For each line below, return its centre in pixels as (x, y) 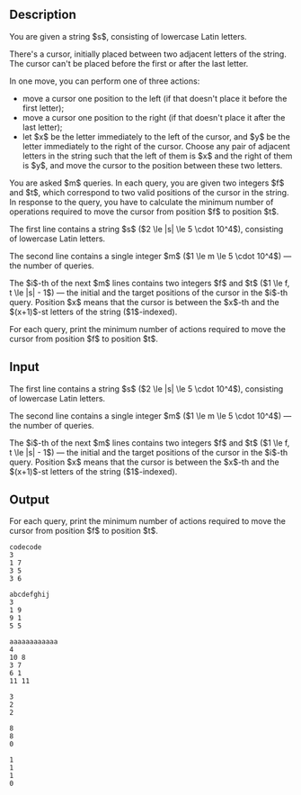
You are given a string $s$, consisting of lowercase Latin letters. (128, 36)
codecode (26, 547)
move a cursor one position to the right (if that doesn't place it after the (154, 117)
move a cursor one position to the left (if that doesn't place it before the (155, 98)
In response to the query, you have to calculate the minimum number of (142, 202)
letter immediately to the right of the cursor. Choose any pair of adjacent (156, 146)
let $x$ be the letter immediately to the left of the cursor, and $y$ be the (156, 136)
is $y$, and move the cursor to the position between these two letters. (152, 165)
